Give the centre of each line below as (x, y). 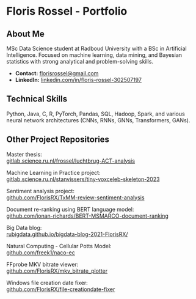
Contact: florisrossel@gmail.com (57, 73)
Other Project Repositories (58, 140)
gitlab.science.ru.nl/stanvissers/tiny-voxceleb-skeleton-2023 (83, 179)
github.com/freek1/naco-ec (41, 253)
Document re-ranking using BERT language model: (70, 209)
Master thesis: (24, 154)
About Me (25, 34)
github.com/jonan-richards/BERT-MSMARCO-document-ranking (88, 216)
